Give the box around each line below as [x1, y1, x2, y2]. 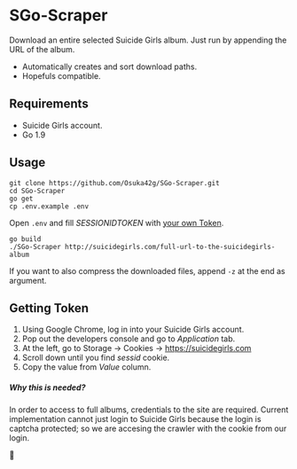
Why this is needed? [9, 382, 86, 393]
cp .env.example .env [9, 201, 90, 211]
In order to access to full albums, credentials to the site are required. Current [9, 404, 289, 415]
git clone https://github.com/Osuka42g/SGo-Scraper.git [9, 178, 220, 187]
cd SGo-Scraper [9, 186, 66, 195]
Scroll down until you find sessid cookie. [21, 352, 170, 363]
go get [9, 194, 34, 203]
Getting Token [9, 301, 89, 316]
